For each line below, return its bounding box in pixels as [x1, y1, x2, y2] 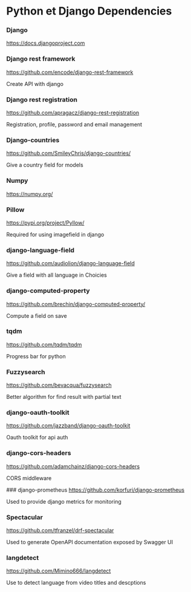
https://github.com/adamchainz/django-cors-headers [6, 462, 140, 470]
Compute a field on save [6, 312, 68, 319]
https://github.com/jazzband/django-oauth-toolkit [6, 422, 131, 429]
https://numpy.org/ [6, 190, 53, 197]
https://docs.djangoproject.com [6, 39, 85, 47]
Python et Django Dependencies [6, 4, 172, 18]
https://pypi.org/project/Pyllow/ [6, 219, 85, 226]
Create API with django [6, 80, 63, 87]
